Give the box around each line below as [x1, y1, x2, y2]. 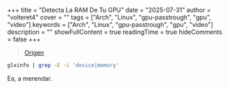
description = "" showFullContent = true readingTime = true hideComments [7, 28, 223, 36]
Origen [24, 48, 44, 57]
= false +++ [7, 35, 41, 43]
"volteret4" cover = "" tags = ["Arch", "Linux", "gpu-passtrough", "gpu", [7, 13, 212, 21]
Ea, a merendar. [7, 74, 52, 82]
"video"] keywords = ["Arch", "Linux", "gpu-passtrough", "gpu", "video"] [7, 21, 214, 28]
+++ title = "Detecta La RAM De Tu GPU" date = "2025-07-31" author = [7, 6, 212, 14]
